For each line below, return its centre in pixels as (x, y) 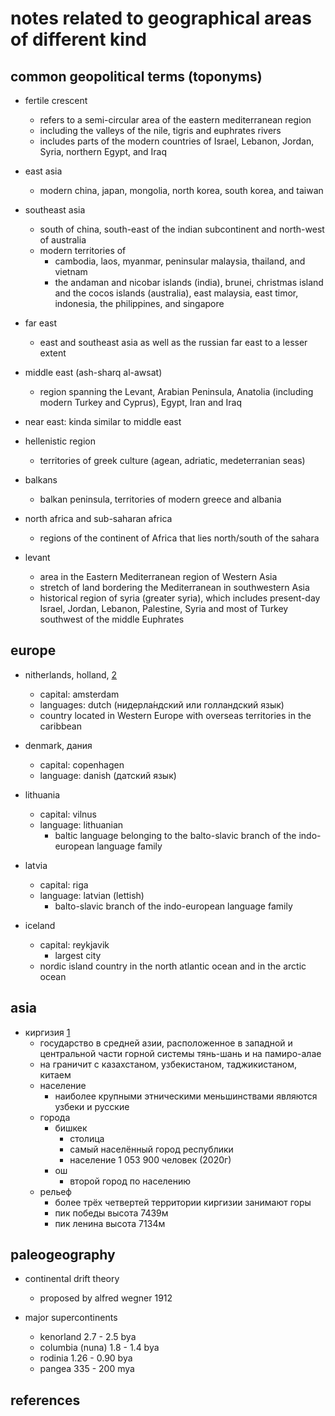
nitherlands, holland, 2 (71, 674)
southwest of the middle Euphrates (112, 619)
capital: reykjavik (74, 944)
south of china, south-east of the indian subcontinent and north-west (182, 229)
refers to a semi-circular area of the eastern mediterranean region (175, 120)
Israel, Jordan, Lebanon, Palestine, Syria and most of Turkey (164, 608)
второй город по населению (130, 1181)
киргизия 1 (47, 1032)
